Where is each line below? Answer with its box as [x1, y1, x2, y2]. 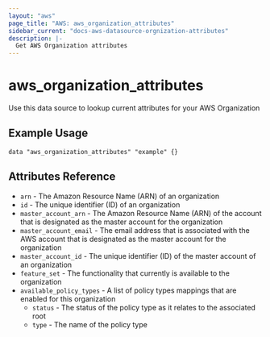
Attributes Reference [8, 170, 116, 184]
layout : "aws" [8, 11, 56, 20]
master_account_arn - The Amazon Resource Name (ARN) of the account [19, 208, 262, 218]
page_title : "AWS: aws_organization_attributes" [8, 19, 175, 27]
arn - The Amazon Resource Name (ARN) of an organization [19, 191, 220, 201]
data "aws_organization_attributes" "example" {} [8, 148, 179, 156]
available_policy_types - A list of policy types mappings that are [19, 285, 237, 295]
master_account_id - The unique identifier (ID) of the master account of [19, 251, 256, 260]
